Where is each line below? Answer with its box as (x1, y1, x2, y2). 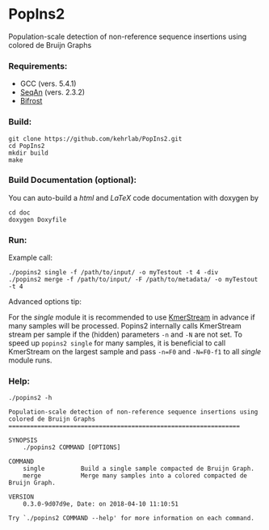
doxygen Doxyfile (8, 215, 67, 223)
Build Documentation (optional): (8, 175, 137, 186)
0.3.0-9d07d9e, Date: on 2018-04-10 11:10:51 (23, 500, 179, 508)
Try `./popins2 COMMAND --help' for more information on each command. (8, 515, 254, 523)
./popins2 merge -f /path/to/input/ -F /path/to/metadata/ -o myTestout (8, 276, 258, 284)
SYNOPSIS (8, 436, 38, 445)
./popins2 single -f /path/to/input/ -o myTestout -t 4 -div (8, 269, 219, 277)
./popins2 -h (8, 394, 53, 402)
